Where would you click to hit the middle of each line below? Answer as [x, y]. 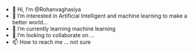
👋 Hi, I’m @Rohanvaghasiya [46, 9]
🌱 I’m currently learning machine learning [64, 29]
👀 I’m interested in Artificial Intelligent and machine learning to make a [100, 16]
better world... [30, 22]
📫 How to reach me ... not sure [51, 42]
